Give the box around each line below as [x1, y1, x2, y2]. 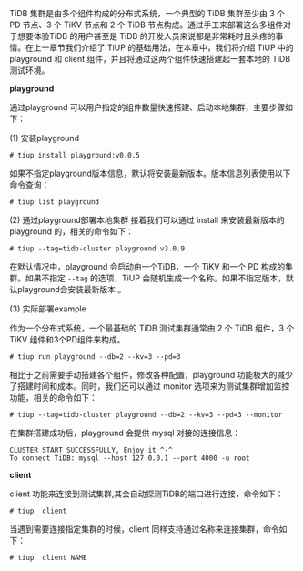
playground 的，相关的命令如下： [9, 226, 135, 237]
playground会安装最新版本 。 [16, 284, 126, 294]
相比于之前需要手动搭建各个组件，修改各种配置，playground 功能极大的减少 [9, 370, 294, 380]
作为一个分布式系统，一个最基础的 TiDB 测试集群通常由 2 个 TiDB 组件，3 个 [9, 322, 295, 333]
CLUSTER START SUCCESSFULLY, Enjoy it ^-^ [9, 445, 173, 454]
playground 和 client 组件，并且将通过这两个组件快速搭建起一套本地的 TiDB [9, 54, 291, 64]
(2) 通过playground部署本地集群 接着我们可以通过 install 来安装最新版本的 [9, 215, 285, 225]
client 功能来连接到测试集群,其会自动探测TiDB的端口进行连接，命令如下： [9, 488, 284, 499]
